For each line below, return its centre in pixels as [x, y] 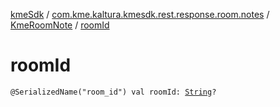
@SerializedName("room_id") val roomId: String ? [113, 92]
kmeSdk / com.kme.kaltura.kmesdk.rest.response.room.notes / [140, 14]
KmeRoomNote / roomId [60, 25]
